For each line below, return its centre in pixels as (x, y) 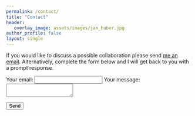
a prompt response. (30, 68)
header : (16, 22)
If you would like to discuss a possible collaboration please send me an (92, 55)
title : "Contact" (27, 17)
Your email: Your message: (73, 79)
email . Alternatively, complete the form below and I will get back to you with (97, 62)
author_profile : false (34, 33)
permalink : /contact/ (33, 11)
